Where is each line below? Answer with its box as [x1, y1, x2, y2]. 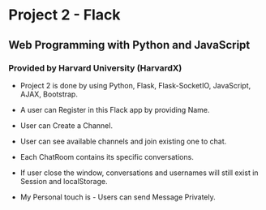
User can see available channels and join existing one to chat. [19, 136, 227, 146]
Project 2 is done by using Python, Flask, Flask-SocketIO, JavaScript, [19, 80, 251, 90]
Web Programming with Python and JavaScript [8, 38, 251, 52]
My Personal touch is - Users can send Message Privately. [19, 192, 217, 202]
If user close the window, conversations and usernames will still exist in [19, 168, 259, 178]
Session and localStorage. [19, 176, 108, 186]
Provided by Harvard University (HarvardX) [8, 62, 182, 74]
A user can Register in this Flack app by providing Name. [19, 105, 210, 114]
